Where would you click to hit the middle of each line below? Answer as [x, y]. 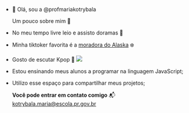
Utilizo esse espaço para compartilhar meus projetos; [78, 83]
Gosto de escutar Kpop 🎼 [43, 60]
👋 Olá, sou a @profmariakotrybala [54, 9]
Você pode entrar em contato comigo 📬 [64, 95]
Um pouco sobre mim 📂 [41, 21]
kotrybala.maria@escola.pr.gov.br [54, 104]
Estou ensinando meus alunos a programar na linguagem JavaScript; [98, 71]
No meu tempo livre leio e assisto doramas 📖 [68, 33]
